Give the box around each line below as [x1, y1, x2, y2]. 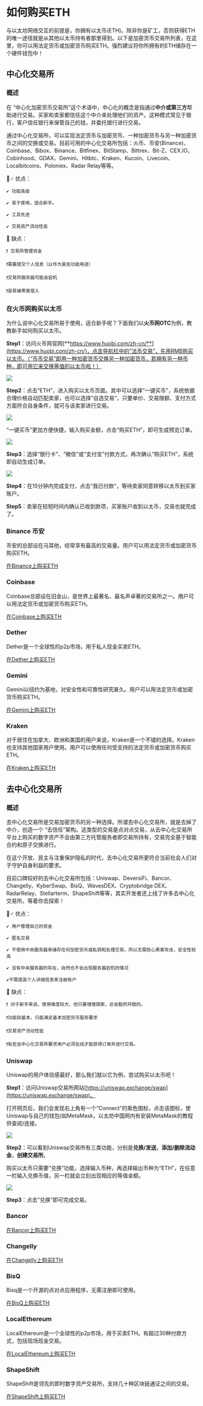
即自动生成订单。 [6, 458, 49, 465]
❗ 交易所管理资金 [6, 248, 42, 254]
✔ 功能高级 [6, 188, 30, 194]
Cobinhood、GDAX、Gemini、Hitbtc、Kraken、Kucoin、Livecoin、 [6, 154, 173, 161]
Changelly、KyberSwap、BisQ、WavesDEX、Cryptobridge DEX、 [6, 882, 171, 889]
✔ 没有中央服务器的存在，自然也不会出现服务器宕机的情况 [6, 965, 129, 971]
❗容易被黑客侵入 [6, 287, 40, 294]
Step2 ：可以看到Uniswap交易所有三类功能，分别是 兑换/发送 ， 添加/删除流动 [6, 1144, 196, 1151]
